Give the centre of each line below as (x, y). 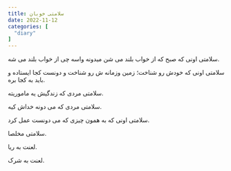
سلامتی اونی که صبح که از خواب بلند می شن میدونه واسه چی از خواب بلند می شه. (114, 59)
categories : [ (28, 26)
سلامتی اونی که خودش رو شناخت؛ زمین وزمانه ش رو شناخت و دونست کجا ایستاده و (116, 73)
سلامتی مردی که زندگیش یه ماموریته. (56, 93)
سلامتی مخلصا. (27, 134)
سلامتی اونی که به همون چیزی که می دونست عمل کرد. (79, 120)
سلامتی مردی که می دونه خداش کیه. (55, 107)
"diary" (25, 33)
